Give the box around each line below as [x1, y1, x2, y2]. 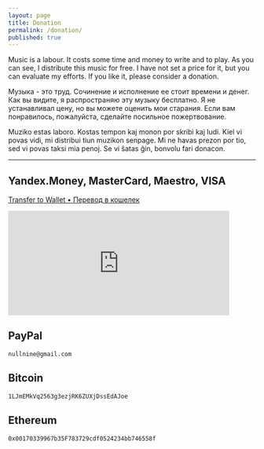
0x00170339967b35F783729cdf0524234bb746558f [8, 434, 156, 443]
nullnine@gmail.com [8, 350, 72, 358]
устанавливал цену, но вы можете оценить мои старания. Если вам [8, 104, 236, 113]
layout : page [8, 11, 51, 20]
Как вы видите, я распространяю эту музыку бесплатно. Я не [8, 95, 216, 105]
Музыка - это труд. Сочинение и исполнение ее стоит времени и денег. [8, 87, 250, 97]
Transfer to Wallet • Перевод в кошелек [8, 195, 140, 204]
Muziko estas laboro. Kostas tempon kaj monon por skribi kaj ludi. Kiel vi [8, 127, 242, 137]
